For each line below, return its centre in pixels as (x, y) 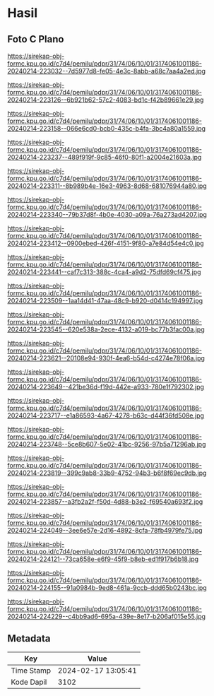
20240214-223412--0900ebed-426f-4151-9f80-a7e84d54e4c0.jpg (106, 243)
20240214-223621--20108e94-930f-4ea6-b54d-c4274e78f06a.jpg (106, 358)
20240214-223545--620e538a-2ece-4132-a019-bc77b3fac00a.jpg (106, 329)
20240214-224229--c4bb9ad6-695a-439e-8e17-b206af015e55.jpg (107, 617)
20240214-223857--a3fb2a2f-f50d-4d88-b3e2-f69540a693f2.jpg (105, 502)
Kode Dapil (29, 682)
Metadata (29, 638)
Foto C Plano (36, 39)
